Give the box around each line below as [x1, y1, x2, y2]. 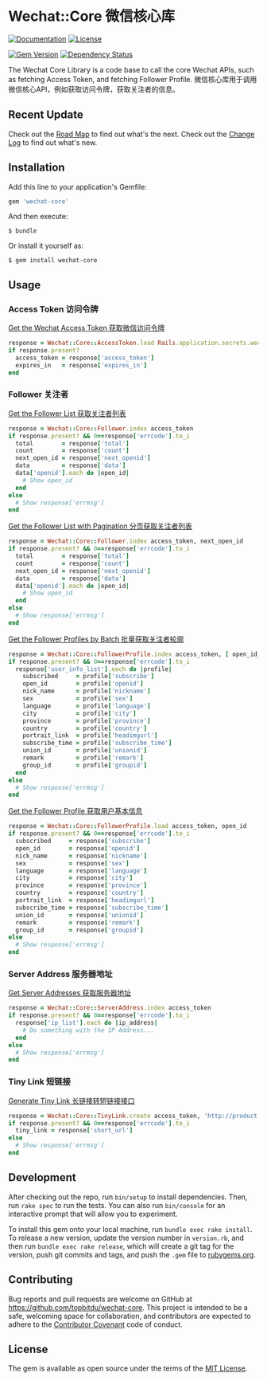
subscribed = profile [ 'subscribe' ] [22, 673, 155, 681]
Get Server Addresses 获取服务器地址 [8, 988, 131, 998]
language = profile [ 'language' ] [22, 702, 151, 710]
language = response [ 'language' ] [15, 866, 148, 875]
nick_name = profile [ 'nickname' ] [22, 687, 151, 696]
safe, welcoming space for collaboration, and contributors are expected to [8, 1311, 252, 1320]
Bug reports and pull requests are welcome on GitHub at [8, 1294, 193, 1304]
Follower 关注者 [8, 389, 69, 400]
